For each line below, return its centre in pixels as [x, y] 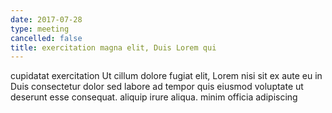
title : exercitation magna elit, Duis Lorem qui [113, 47]
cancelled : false [46, 38]
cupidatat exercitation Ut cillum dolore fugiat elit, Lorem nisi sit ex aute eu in [166, 76]
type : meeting [40, 29]
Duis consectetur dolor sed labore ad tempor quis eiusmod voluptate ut [157, 87]
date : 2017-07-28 [46, 19]
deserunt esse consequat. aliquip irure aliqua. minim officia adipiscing [154, 97]
